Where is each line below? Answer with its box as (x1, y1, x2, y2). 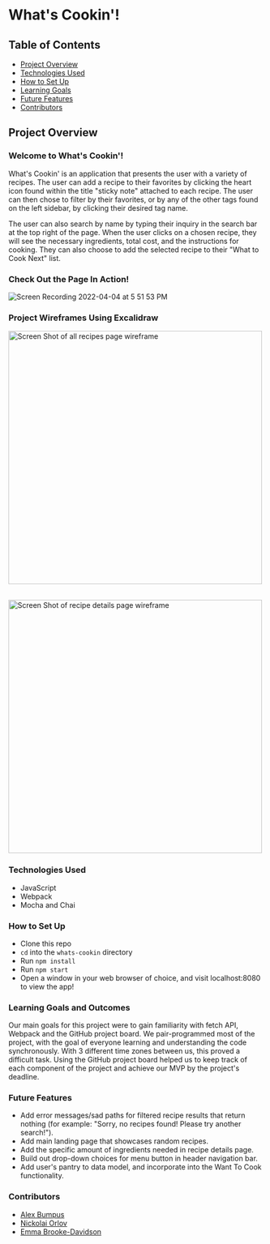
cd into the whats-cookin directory (19, 947, 133, 957)
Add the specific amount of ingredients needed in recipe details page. (19, 1145, 254, 1155)
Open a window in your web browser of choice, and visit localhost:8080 (19, 973, 261, 982)
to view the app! (19, 981, 75, 991)
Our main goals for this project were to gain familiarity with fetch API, (8, 1020, 239, 1030)
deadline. (8, 1072, 40, 1082)
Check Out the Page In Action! (8, 273, 130, 284)
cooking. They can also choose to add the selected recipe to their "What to (8, 245, 259, 254)
